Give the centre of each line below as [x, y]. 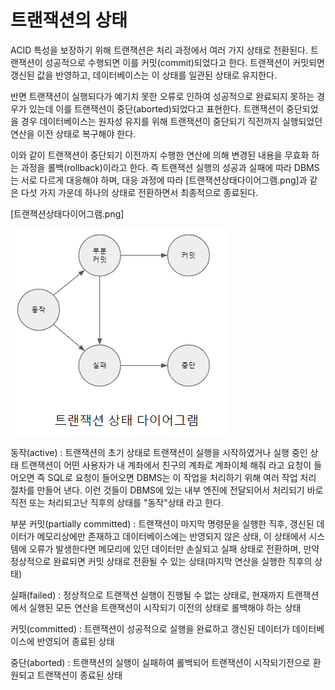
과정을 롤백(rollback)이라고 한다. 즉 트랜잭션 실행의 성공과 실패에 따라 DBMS [170, 167]
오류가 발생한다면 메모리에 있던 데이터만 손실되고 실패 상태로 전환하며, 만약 [174, 548]
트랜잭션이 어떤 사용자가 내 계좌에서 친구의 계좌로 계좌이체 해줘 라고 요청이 [166, 465]
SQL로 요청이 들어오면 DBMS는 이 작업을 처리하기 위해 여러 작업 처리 [182, 477]
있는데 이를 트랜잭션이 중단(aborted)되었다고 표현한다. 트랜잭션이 [156, 108]
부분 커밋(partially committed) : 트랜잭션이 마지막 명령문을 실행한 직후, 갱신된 [162, 523]
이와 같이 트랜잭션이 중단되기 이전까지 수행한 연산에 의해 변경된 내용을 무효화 [160, 155]
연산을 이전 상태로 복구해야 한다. [73, 133]
